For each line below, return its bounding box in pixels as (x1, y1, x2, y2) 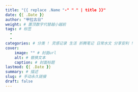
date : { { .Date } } (5, 12, 44, 17)
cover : (5, 45, 19, 51)
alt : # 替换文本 (14, 55, 46, 60)
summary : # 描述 (5, 70, 38, 75)
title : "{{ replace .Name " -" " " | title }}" (5, 7, 106, 13)
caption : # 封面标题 (14, 60, 55, 65)
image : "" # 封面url (14, 50, 57, 55)
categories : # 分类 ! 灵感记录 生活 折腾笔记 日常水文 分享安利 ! (5, 41, 134, 46)
